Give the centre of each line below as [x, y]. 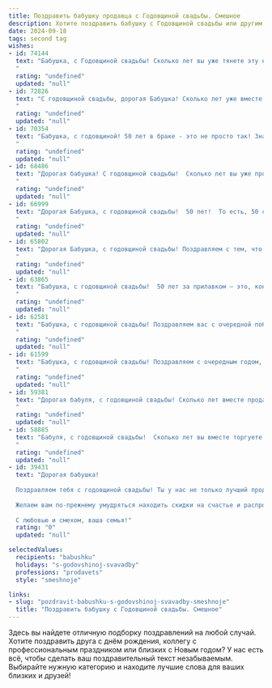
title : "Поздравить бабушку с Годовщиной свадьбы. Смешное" [119, 609]
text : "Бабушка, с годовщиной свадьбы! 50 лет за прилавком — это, [134, 287]
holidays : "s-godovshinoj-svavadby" [77, 565]
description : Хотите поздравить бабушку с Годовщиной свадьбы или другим [136, 23]
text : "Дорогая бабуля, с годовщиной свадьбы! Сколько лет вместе [130, 400]
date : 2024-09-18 [38, 31]
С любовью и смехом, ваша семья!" [74, 520]
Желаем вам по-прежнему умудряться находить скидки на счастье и [128, 505]
